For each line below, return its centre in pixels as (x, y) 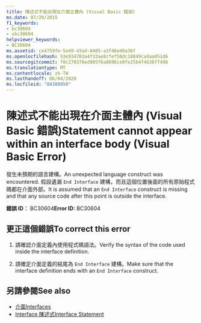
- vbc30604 (20, 34)
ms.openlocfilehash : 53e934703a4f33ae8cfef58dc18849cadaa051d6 (87, 56)
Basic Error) (36, 157)
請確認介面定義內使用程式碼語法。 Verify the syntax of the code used (100, 244)
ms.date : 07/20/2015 (32, 17)
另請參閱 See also (39, 291)
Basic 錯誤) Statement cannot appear (99, 131)
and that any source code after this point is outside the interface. (86, 196)
